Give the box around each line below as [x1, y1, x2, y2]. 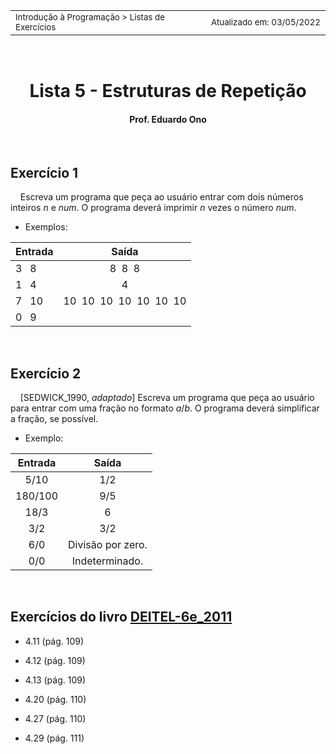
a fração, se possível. [10, 413, 99, 425]
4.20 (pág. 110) [24, 693, 87, 705]
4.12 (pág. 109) [24, 654, 86, 666]
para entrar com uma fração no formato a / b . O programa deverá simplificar [10, 402, 320, 414]
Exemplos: [24, 221, 68, 233]
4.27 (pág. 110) [24, 712, 87, 724]
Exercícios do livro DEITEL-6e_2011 [10, 609, 233, 626]
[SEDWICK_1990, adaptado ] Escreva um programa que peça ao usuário [19, 392, 315, 404]
